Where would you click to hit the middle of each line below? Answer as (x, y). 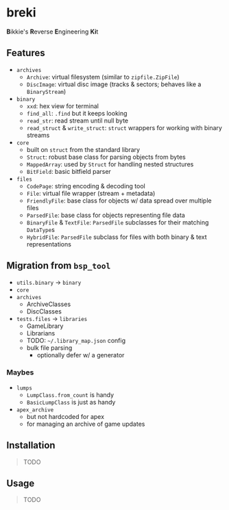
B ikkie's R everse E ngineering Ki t (52, 31)
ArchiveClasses (49, 304)
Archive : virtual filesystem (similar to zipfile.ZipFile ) (103, 77)
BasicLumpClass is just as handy (71, 402)
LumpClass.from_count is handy (70, 394)
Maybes (20, 372)
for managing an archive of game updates (86, 424)
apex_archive (35, 410)
